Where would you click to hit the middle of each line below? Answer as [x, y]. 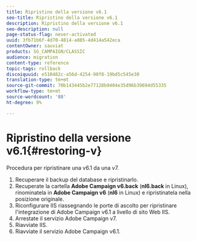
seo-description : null [35, 29]
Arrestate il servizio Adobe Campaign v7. [66, 218]
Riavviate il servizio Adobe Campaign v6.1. [68, 231]
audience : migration [32, 57]
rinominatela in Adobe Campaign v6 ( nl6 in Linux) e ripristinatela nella [103, 192]
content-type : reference [38, 63]
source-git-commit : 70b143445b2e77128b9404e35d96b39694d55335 [86, 86]
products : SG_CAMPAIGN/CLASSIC [46, 52]
